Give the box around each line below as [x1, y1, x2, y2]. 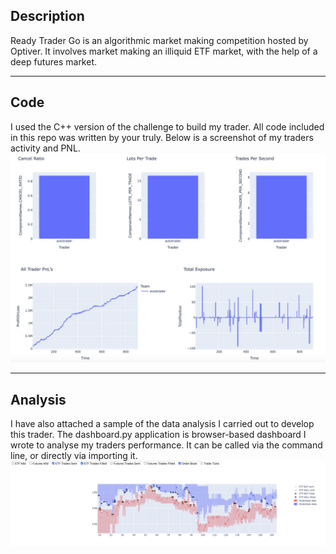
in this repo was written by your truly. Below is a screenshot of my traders [10, 131, 314, 143]
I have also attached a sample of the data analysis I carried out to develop [10, 418, 315, 430]
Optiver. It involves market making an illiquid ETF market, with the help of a [10, 45, 318, 57]
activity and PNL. [10, 142, 81, 154]
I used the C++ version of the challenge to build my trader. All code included [10, 120, 325, 133]
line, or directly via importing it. [10, 450, 138, 462]
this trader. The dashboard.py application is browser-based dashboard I [10, 429, 307, 441]
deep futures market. [10, 55, 98, 68]
